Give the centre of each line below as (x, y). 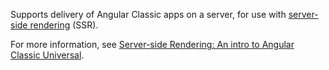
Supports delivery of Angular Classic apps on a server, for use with (148, 14)
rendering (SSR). (64, 25)
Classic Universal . (47, 55)
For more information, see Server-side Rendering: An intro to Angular (152, 44)
